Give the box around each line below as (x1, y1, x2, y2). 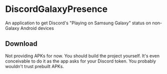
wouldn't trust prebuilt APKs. (5, 63, 64, 69)
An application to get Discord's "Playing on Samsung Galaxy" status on (5, 20, 151, 26)
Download (5, 40, 37, 48)
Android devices (20, 25, 54, 31)
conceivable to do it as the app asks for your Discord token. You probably (5, 58, 156, 64)
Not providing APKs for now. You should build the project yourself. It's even (5, 53, 160, 59)
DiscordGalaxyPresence (5, 3, 108, 15)
